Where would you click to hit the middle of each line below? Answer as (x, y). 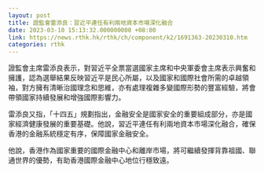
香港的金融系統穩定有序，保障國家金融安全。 (81, 134)
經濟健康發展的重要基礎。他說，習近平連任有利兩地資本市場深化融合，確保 (135, 124)
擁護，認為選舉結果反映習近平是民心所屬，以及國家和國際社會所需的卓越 (125, 78)
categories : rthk (37, 45)
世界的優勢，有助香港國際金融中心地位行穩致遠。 (94, 160)
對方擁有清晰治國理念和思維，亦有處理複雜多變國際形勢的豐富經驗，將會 (139, 88)
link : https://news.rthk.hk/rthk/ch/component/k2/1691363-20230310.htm (128, 37)
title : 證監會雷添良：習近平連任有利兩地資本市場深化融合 (91, 23)
